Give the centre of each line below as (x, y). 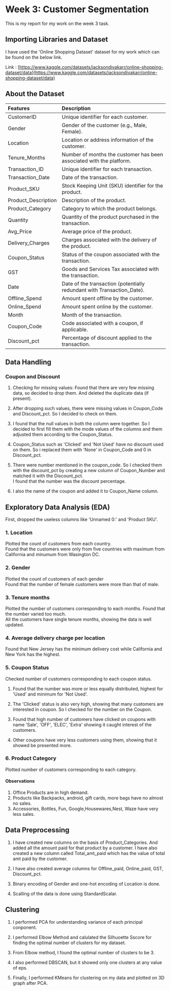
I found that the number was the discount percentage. (69, 481)
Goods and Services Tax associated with (110, 269)
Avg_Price (20, 231)
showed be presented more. (42, 745)
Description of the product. (94, 200)
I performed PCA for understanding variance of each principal (78, 922)
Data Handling (28, 362)
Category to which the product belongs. (109, 208)
